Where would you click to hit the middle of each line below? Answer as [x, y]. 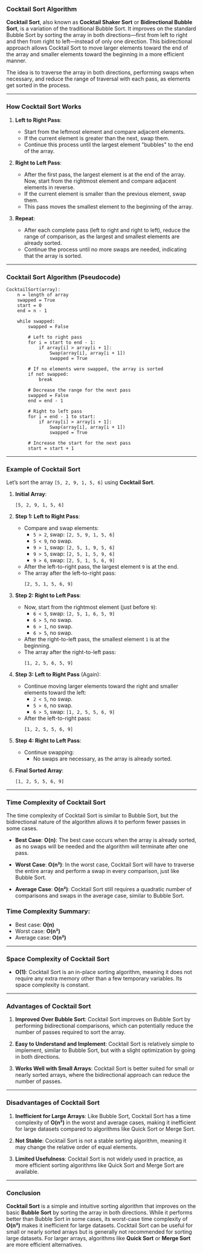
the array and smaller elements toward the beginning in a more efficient [95, 54]
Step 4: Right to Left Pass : [48, 741]
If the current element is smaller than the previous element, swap [105, 194]
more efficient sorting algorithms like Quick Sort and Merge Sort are [99, 1165]
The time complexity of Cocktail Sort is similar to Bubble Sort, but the [92, 816]
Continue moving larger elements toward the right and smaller [101, 686]
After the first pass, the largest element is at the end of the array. [105, 174]
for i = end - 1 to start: [62, 416]
